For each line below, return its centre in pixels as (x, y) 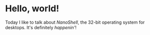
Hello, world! (32, 9)
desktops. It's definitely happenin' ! (41, 27)
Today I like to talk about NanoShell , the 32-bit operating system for (75, 22)
